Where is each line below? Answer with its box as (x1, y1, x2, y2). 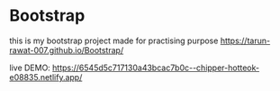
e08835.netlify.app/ (9, 71, 83, 82)
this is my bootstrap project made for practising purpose (9, 35, 219, 46)
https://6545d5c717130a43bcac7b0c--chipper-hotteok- (52, 62, 259, 73)
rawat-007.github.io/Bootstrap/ (9, 44, 124, 55)
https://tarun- (220, 35, 271, 46)
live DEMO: (9, 62, 51, 73)
